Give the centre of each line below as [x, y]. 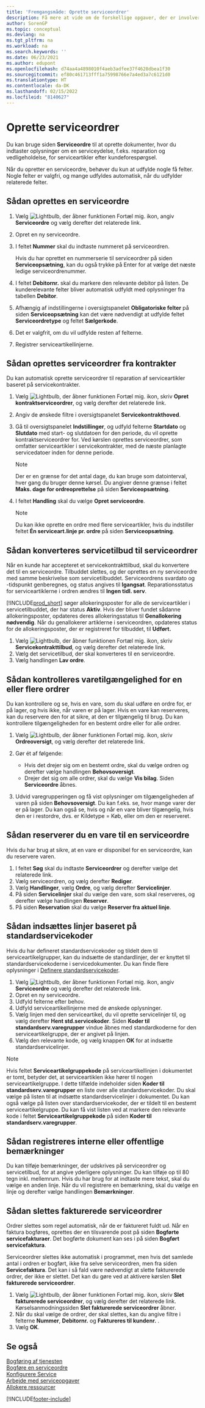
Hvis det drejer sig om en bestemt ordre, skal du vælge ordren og [106, 765]
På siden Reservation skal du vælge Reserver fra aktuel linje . [93, 907]
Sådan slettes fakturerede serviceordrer [85, 1211]
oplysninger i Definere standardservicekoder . [63, 970]
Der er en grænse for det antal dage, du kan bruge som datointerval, [101, 476]
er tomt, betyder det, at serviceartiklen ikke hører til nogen [80, 1077]
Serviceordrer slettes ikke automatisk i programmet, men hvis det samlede [100, 1257]
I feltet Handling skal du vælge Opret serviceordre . [80, 501]
